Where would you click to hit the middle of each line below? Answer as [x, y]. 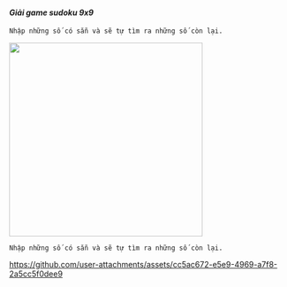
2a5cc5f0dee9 [36, 274]
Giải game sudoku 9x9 [52, 12]
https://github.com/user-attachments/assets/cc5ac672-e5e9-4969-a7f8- [143, 265]
